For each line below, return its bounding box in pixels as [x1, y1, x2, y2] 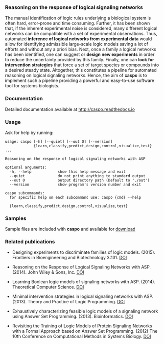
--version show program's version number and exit [9, 182, 141, 187]
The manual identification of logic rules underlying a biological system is [5, 15, 151, 21]
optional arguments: [5, 165, 47, 170]
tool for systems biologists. [5, 83, 60, 89]
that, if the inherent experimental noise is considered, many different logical [5, 26, 158, 31]
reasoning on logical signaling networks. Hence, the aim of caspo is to [5, 73, 147, 79]
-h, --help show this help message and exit [9, 169, 126, 174]
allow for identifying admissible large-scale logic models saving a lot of [5, 41, 148, 47]
